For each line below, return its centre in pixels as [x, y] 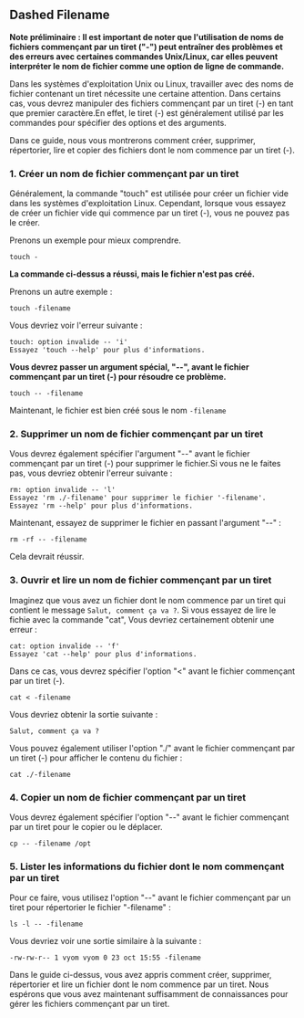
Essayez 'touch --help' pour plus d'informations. [107, 351]
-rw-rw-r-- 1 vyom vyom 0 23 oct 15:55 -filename [106, 958]
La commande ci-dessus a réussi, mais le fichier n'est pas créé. [132, 274]
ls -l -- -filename [46, 924]
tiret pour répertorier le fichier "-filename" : [90, 908]
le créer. [25, 223]
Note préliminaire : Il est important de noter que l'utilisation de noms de [147, 37]
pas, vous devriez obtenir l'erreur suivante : [91, 473]
